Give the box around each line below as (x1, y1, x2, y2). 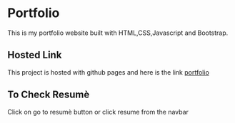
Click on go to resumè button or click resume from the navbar (7, 107, 189, 116)
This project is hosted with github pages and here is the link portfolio (7, 68, 209, 76)
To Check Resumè (7, 89, 90, 101)
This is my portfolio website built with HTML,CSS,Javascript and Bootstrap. (7, 28, 229, 37)
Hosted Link (7, 49, 62, 61)
